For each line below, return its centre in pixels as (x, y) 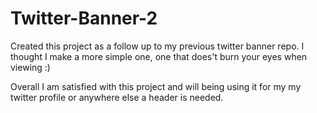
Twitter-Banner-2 (84, 18)
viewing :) (30, 67)
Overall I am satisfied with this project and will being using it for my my (156, 86)
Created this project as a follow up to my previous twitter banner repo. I (157, 46)
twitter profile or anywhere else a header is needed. (117, 97)
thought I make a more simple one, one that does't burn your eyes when (159, 56)
